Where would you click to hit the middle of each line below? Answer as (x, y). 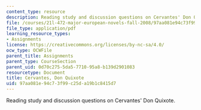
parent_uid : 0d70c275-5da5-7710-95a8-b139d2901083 (71, 67)
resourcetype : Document (36, 73)
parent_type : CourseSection (41, 61)
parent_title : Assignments (40, 56)
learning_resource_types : (38, 34)
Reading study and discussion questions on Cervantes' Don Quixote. (91, 100)
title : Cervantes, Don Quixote (45, 78)
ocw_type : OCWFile (29, 51)
